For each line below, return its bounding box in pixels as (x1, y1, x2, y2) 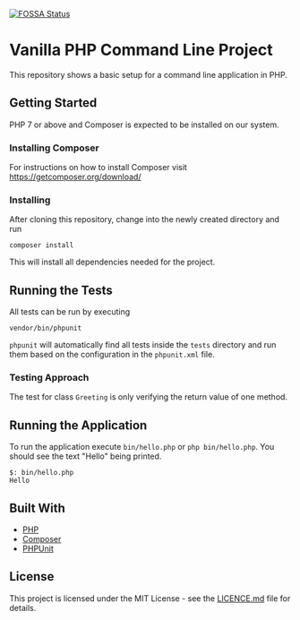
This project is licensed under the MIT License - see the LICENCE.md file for (9, 592, 291, 604)
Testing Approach (9, 372, 90, 384)
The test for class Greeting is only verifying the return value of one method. (9, 392, 288, 402)
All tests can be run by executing (9, 306, 131, 317)
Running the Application (9, 418, 148, 433)
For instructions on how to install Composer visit (9, 162, 188, 173)
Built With (9, 500, 65, 515)
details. (9, 602, 37, 613)
